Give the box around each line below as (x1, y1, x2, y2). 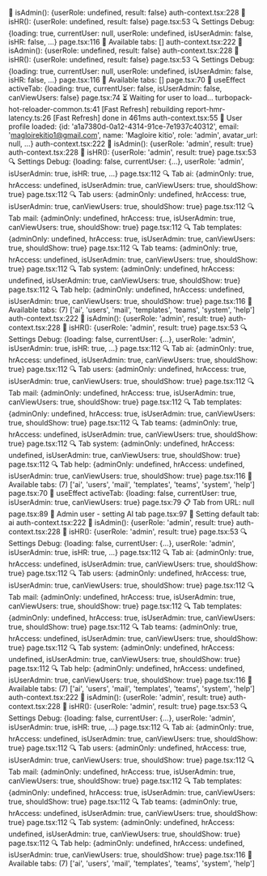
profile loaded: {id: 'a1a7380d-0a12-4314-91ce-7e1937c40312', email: (8, 122, 239, 131)
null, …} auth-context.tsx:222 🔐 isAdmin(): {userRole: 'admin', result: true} (8, 139, 254, 148)
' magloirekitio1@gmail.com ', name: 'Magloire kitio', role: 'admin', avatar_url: (8, 130, 258, 139)
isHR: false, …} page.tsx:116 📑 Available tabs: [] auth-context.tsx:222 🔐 (8, 37, 243, 46)
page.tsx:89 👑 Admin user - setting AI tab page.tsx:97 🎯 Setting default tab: (8, 509, 260, 519)
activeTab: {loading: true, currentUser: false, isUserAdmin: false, (8, 83, 222, 93)
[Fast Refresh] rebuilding (101, 105, 184, 113)
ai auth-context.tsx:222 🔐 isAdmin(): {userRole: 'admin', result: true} (8, 518, 235, 527)
